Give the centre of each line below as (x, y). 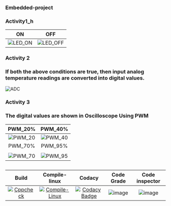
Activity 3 (18, 102)
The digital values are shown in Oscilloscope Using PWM (77, 116)
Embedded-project (29, 8)
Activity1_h (20, 21)
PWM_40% (54, 129)
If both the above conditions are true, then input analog (75, 72)
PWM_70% (22, 146)
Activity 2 (18, 58)
